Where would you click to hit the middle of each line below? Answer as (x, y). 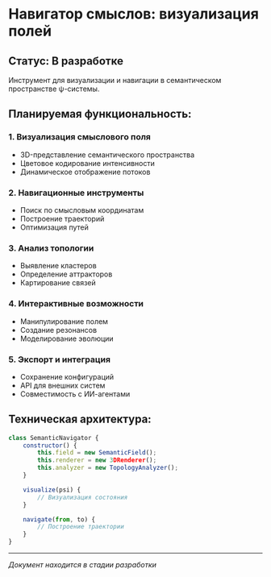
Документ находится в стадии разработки (83, 565)
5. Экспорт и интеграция (60, 359)
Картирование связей (58, 283)
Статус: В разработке (66, 61)
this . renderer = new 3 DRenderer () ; (97, 460)
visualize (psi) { (52, 490)
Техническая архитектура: (80, 419)
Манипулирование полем (64, 321)
